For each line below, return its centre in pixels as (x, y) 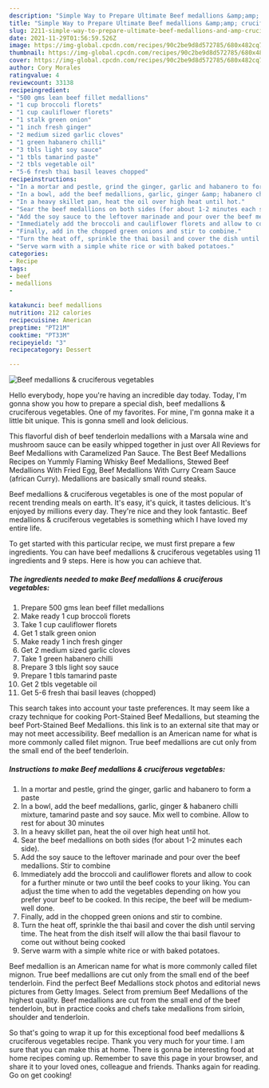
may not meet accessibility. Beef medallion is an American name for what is (133, 734)
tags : (18, 269)
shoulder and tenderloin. (49, 1018)
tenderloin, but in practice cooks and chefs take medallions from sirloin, (127, 1009)
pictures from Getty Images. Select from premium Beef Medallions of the (129, 992)
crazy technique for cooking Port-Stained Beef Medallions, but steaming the (134, 717)
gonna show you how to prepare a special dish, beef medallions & (117, 404)
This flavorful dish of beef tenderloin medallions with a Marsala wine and (129, 436)
